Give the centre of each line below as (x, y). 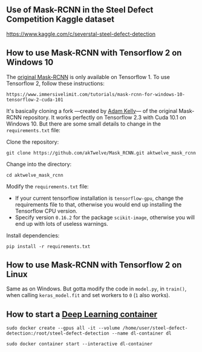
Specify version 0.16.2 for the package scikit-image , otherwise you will (105, 217)
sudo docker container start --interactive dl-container (80, 344)
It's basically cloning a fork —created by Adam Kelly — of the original (92, 110)
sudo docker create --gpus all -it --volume (63, 328)
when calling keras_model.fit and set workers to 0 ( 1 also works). (88, 295)
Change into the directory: (39, 164)
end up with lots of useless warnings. (62, 223)
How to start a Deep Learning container (82, 314)
